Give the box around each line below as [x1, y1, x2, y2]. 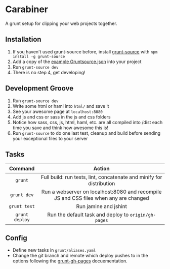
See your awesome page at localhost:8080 [12, 108, 103, 114]
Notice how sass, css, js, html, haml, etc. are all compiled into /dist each [12, 119, 163, 125]
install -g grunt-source [12, 54, 65, 59]
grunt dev [10, 192, 34, 198]
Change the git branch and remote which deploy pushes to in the [12, 253, 148, 259]
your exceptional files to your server [12, 135, 88, 141]
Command [9, 165, 35, 172]
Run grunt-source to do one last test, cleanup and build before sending [12, 130, 161, 136]
